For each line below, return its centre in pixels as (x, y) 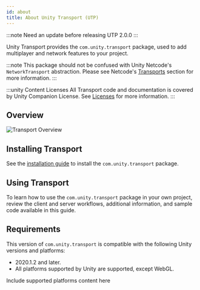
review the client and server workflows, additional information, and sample (99, 204)
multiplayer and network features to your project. (67, 53)
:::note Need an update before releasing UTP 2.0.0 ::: (72, 35)
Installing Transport (44, 149)
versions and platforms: (36, 250)
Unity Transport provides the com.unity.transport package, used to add (96, 47)
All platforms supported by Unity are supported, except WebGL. (95, 269)
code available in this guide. (41, 210)
